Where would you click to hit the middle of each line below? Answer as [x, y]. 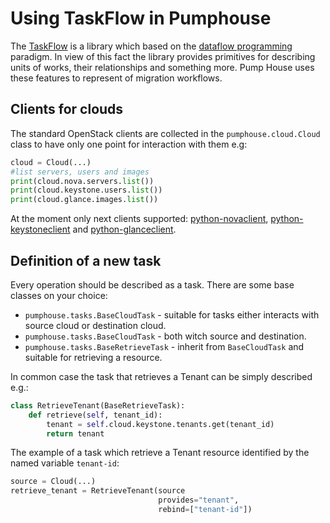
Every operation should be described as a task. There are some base [152, 284]
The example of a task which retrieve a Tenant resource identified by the [160, 453]
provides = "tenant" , [199, 500]
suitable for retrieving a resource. [93, 357]
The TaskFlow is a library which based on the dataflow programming [151, 46]
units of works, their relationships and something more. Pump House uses [162, 67]
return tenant [75, 433]
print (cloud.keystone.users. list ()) [86, 190]
